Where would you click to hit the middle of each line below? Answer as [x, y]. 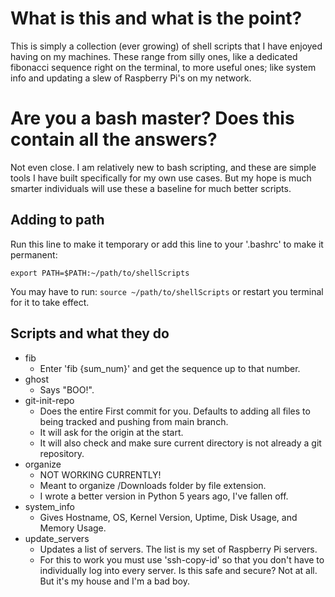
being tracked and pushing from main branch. [134, 421]
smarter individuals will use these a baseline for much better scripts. [151, 188]
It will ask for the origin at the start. [111, 432]
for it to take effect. [50, 302]
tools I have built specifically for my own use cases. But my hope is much [161, 178]
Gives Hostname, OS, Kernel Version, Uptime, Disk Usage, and [168, 517]
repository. [62, 453]
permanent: [34, 254]
